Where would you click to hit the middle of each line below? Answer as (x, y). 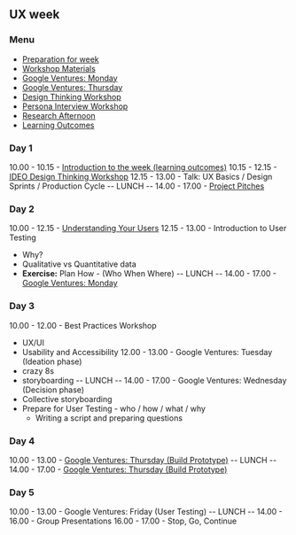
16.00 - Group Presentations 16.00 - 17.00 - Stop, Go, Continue (123, 521)
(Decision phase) (53, 390)
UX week (35, 15)
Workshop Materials (58, 68)
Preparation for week (60, 59)
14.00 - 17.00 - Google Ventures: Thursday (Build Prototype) (118, 469)
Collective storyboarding (67, 399)
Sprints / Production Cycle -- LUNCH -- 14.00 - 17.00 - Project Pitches (137, 186)
